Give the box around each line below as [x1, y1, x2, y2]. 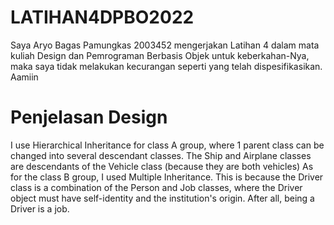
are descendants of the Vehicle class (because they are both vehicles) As [10, 160, 314, 172]
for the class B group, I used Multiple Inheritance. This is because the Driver [10, 171, 324, 183]
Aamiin [10, 71, 39, 83]
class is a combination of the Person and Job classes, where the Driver [10, 181, 303, 193]
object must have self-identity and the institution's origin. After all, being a [10, 192, 315, 204]
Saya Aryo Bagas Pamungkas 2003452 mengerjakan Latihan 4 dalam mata [10, 39, 320, 51]
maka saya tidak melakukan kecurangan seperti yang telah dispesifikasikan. [10, 60, 323, 72]
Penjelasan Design [10, 106, 168, 129]
